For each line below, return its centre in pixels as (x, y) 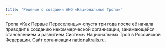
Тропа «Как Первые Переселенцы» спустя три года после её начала (79, 24)
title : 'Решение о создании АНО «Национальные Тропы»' (64, 10)
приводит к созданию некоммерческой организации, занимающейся (80, 29)
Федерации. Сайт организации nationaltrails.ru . (56, 40)
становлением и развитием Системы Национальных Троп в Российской (83, 34)
